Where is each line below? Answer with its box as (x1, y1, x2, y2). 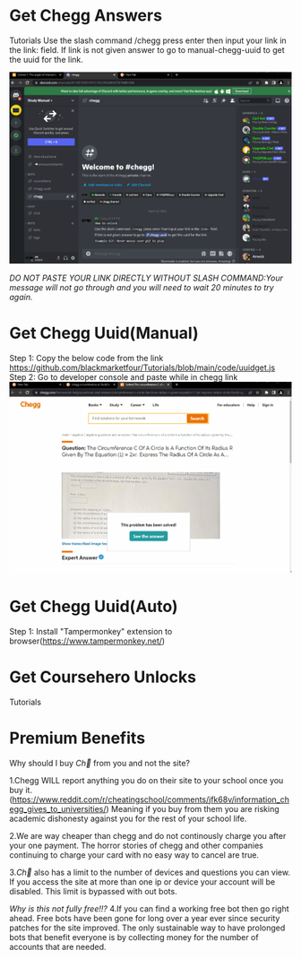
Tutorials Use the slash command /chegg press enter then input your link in (9, 35, 287, 46)
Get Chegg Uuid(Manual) (9, 324, 199, 343)
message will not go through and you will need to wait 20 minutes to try (9, 281, 275, 292)
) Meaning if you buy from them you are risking (106, 803, 279, 814)
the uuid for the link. (9, 54, 83, 65)
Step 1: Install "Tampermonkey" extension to (9, 626, 173, 636)
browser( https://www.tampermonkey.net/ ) (9, 635, 166, 646)
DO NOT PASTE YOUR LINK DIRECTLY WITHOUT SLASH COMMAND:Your (9, 272, 284, 283)
